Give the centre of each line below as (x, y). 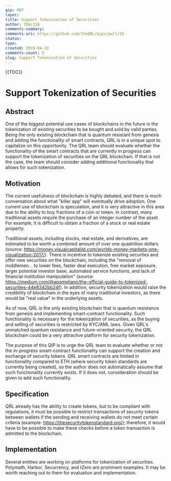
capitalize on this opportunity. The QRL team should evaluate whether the (82, 146)
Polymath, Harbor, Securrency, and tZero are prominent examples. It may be (86, 467)
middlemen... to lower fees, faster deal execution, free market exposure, (81, 266)
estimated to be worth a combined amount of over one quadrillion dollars (82, 244)
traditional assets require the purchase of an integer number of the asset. (82, 217)
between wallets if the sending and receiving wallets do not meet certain (82, 417)
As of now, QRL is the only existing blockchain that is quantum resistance (82, 308)
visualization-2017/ (25, 255)
